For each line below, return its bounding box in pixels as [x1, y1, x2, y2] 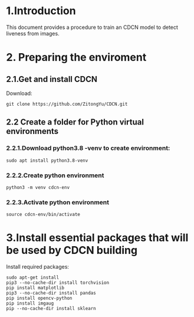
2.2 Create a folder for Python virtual [6, 117, 144, 128]
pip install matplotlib [6, 285, 65, 291]
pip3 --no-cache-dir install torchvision [6, 280, 110, 286]
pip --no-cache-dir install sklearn [6, 306, 96, 312]
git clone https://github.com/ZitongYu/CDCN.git [6, 101, 128, 107]
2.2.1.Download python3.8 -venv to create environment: [6, 144, 170, 152]
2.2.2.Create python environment [6, 171, 104, 179]
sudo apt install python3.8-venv [6, 158, 88, 164]
